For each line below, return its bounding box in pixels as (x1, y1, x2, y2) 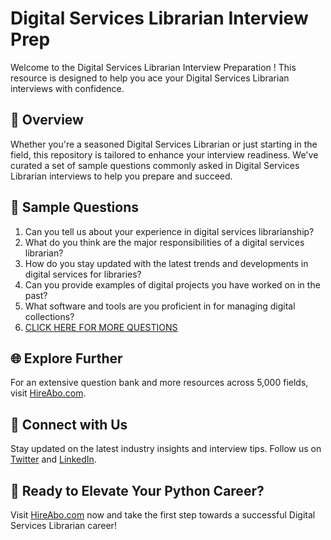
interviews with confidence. (10, 82, 125, 94)
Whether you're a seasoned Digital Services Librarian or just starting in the (10, 138, 318, 150)
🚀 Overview (10, 112, 84, 129)
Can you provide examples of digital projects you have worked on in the (24, 278, 321, 291)
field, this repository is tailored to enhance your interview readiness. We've (10, 148, 319, 161)
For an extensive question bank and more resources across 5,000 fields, (10, 377, 309, 389)
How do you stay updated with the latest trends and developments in (24, 257, 309, 269)
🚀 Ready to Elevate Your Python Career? (10, 482, 265, 499)
